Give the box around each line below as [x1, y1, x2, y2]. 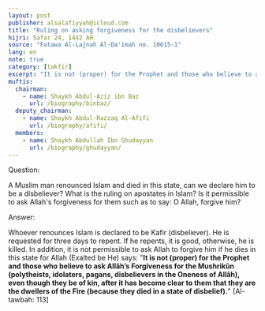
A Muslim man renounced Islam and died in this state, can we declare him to [8, 181, 256, 190]
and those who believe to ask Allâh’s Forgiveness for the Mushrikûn [8, 261, 235, 271]
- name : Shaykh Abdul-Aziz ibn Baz [22, 92, 140, 100]
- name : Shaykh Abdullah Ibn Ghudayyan [22, 136, 154, 144]
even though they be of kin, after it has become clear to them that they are [8, 278, 256, 288]
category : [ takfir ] [8, 63, 73, 71]
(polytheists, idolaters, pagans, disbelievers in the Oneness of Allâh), [8, 270, 241, 279]
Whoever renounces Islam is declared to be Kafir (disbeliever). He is [8, 228, 230, 238]
